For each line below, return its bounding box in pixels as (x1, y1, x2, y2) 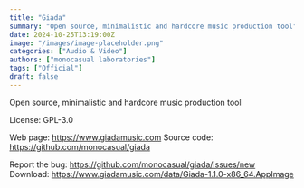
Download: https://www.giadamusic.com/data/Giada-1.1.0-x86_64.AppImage (9, 168, 294, 179)
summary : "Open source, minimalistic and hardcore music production (9, 22, 273, 31)
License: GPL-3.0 (9, 114, 74, 125)
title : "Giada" (9, 13, 67, 23)
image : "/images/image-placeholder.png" (9, 38, 165, 48)
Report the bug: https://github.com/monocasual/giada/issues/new (9, 159, 256, 170)
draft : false (9, 72, 59, 81)
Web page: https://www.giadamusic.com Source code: (9, 132, 214, 143)
